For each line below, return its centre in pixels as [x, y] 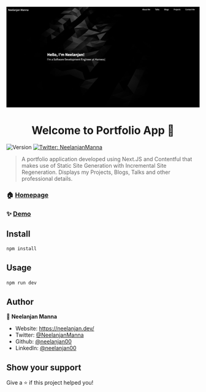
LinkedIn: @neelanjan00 [46, 348]
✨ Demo [19, 214]
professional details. [47, 179]
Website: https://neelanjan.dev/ [55, 329]
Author [20, 302]
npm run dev [21, 283]
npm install [21, 249]
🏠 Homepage [28, 195]
